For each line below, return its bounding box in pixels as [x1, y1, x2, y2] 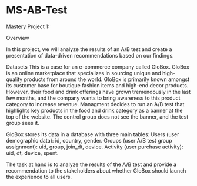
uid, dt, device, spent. [6, 149, 59, 156]
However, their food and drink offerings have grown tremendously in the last [6, 88, 191, 95]
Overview [6, 34, 29, 41]
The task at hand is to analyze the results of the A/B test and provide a [6, 161, 177, 168]
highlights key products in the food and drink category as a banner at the [6, 107, 183, 114]
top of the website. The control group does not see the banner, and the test [6, 113, 189, 120]
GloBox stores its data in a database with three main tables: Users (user [6, 130, 179, 138]
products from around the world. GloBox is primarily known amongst [24, 76, 190, 83]
